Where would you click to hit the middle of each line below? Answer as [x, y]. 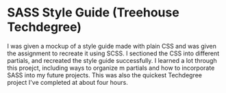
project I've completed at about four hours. [67, 82]
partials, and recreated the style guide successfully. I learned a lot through [112, 60]
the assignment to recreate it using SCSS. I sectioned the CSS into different [113, 53]
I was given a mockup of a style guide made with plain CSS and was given [112, 46]
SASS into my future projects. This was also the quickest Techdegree [105, 75]
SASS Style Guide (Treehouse [93, 13]
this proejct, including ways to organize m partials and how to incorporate [111, 68]
